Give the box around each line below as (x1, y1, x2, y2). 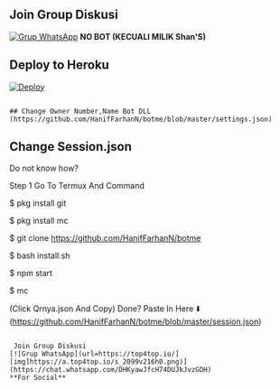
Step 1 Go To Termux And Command (9, 181, 145, 191)
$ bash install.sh (9, 250, 70, 261)
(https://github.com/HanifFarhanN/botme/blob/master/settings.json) (9, 115, 273, 124)
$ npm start (9, 268, 52, 279)
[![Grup (9, 349, 39, 359)
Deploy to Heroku (9, 58, 110, 73)
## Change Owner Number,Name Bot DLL (9, 107, 152, 116)
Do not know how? (9, 162, 79, 174)
